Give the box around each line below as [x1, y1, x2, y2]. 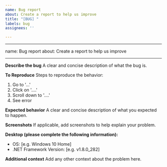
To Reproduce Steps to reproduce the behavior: [5, 72, 103, 78]
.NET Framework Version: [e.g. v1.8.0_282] [12, 147, 100, 153]
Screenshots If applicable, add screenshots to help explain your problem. [5, 122, 156, 128]
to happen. [5, 112, 27, 118]
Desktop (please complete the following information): [5, 132, 118, 138]
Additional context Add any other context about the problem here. [5, 156, 142, 162]
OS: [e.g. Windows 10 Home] [12, 141, 72, 147]
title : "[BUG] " [5, 16, 39, 21]
